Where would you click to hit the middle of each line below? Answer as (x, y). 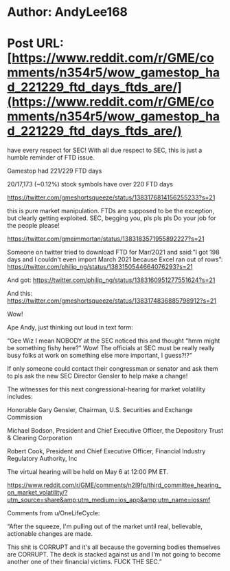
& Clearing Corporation (40, 438)
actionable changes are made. (50, 534)
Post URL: (35, 44)
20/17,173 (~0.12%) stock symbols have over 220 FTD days (90, 184)
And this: (20, 294)
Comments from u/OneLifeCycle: (54, 513)
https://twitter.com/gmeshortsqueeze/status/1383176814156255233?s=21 (111, 197)
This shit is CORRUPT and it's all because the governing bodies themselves (114, 547)
